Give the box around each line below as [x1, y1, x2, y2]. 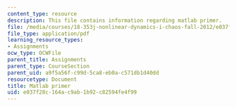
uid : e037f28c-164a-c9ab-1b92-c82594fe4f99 [7, 89, 138, 96]
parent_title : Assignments [7, 56, 87, 63]
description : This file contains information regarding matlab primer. [7, 17, 222, 24]
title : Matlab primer [7, 82, 71, 89]
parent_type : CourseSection [7, 63, 90, 70]
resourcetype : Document [7, 75, 78, 83]
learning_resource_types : [7, 37, 83, 44]
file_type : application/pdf [7, 30, 90, 37]
